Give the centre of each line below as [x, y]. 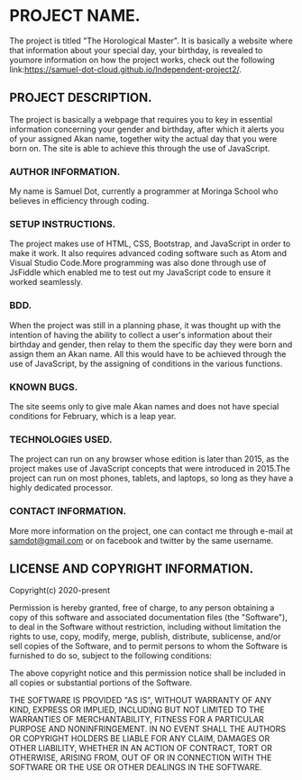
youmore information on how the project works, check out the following [142, 60]
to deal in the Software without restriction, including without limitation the [145, 627]
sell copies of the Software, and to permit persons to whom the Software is [149, 647]
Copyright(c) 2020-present [60, 591]
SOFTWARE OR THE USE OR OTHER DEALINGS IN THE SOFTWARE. [136, 767]
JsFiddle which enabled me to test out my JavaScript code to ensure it [140, 272]
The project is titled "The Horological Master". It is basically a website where [151, 41]
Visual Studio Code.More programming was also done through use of [138, 263]
